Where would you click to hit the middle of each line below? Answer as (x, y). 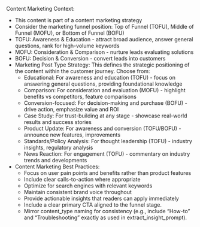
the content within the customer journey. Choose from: (82, 71)
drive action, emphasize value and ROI (71, 109)
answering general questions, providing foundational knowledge (103, 84)
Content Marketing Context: (40, 9)
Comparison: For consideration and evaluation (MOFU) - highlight (104, 90)
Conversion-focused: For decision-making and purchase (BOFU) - (105, 103)
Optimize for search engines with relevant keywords (88, 186)
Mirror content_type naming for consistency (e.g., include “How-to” (107, 211)
